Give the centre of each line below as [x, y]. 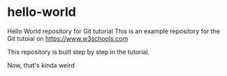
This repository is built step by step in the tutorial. [79, 52]
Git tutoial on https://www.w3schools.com [68, 38]
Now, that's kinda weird [41, 65]
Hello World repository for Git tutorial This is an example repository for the [114, 31]
